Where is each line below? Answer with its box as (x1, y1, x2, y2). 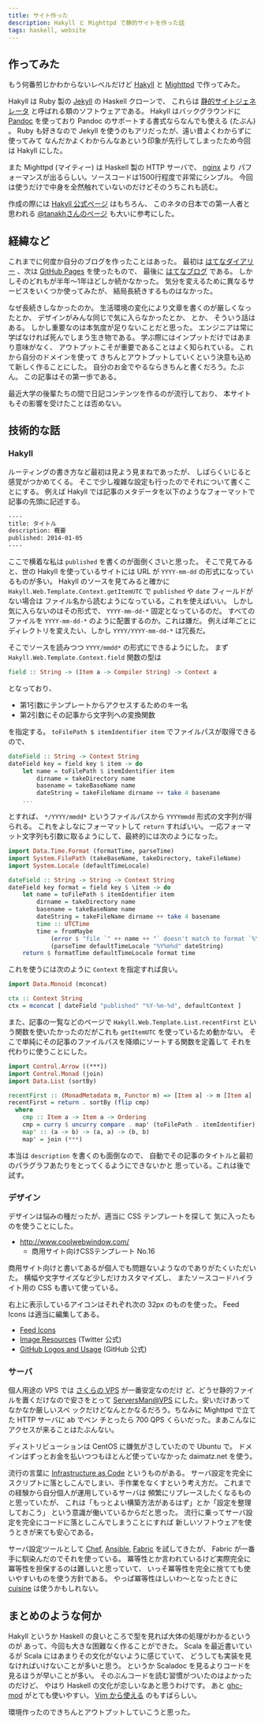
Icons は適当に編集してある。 (8, 1309, 104, 1319)
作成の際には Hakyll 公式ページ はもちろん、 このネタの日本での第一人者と (8, 199, 251, 209)
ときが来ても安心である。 (14, 1528, 99, 1537)
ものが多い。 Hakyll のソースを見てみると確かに (14, 577, 170, 586)
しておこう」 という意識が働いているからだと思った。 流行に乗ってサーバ (8, 1508, 246, 1517)
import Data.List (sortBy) (8, 1077, 97, 1085)
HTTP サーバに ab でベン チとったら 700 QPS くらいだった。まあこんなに (17, 1415, 256, 1424)
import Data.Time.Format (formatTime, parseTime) (8, 847, 175, 856)
